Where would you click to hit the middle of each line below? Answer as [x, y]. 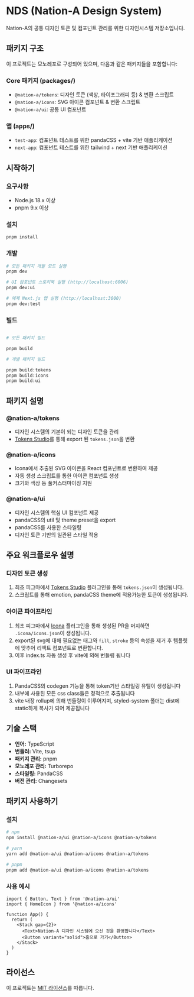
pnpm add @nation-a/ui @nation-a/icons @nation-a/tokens [78, 870]
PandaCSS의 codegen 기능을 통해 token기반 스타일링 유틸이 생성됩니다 [98, 686]
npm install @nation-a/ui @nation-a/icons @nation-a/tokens [82, 838]
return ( [22, 920]
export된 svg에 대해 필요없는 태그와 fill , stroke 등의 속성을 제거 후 [93, 640]
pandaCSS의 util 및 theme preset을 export [65, 520]
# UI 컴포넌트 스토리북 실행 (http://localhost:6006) [67, 282]
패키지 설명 [25, 401]
